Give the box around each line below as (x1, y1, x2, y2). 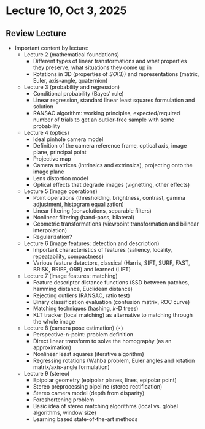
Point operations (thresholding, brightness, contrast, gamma (33, 194, 185, 201)
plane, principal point (33, 148, 87, 156)
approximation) (33, 344, 72, 351)
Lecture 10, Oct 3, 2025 (6, 4, 127, 18)
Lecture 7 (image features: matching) (23, 272, 118, 279)
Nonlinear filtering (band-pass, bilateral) (33, 214, 135, 221)
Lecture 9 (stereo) (23, 370, 70, 377)
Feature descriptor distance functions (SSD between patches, (33, 279, 190, 286)
